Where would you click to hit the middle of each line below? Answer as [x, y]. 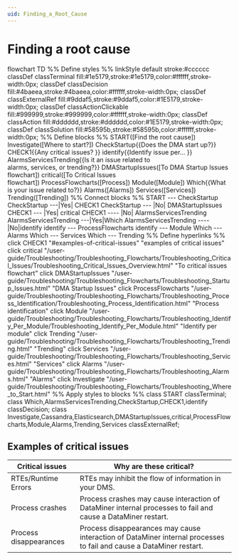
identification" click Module [47, 311]
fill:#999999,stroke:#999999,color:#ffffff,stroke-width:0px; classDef [107, 114]
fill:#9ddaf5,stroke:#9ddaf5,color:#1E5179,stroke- [131, 99]
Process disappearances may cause [140, 529]
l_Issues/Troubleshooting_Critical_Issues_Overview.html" [90, 265]
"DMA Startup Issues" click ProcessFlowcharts [121, 288]
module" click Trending [42, 333]
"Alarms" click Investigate [67, 379]
